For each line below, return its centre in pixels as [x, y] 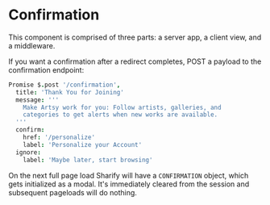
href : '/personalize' [59, 138]
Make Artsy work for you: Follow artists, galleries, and [122, 107]
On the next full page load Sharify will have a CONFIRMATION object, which [129, 175]
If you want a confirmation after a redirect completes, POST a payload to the [135, 61]
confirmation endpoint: [46, 69]
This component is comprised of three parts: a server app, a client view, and [135, 37]
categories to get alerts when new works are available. [120, 115]
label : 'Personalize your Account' [83, 144]
